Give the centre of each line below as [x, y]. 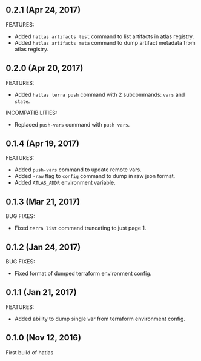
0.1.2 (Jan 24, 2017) [43, 247]
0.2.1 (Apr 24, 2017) [43, 10]
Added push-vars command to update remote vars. [78, 170]
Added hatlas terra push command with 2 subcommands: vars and [100, 94]
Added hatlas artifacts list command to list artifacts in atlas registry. [104, 36]
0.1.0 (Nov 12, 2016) [43, 338]
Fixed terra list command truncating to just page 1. [80, 228]
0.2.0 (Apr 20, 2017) [44, 68]
